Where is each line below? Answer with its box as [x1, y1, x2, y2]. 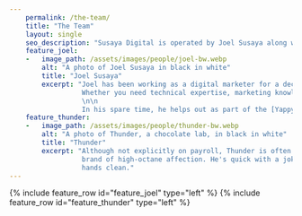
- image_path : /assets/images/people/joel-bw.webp [25, 55, 227, 64]
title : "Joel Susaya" [41, 72, 123, 81]
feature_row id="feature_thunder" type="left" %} [9, 197, 191, 208]
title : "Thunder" [41, 138, 106, 147]
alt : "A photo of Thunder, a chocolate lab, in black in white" [41, 130, 288, 139]
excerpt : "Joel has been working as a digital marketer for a [41, 80, 280, 89]
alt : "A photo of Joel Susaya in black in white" [41, 64, 231, 73]
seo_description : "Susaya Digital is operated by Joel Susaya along [25, 38, 288, 48]
